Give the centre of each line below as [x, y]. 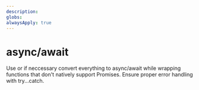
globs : [14, 17]
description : [22, 12]
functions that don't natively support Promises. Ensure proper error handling [99, 75]
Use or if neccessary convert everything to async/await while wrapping [94, 68]
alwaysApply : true [29, 22]
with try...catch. [25, 81]
